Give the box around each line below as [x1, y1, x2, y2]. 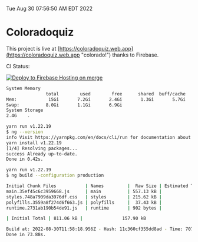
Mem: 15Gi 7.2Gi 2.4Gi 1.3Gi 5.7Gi [6, 97, 186, 102]
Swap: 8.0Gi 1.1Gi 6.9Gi [6, 102, 123, 108]
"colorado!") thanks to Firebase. [81, 51, 159, 58]
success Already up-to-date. [6, 151, 78, 157]
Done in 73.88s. [6, 232, 46, 238]
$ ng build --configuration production [6, 173, 104, 178]
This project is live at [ [6, 45, 60, 52]
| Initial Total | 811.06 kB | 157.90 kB [6, 216, 146, 221]
